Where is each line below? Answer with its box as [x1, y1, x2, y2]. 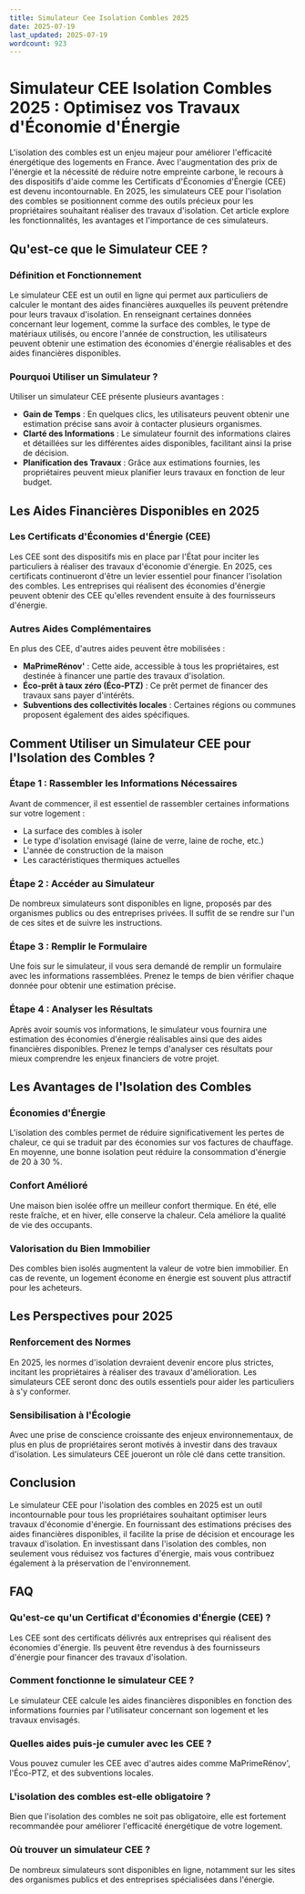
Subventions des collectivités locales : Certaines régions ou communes [22, 700, 296, 711]
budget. [22, 476, 53, 488]
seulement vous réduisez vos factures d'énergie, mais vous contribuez [9, 1547, 275, 1558]
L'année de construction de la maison [22, 845, 164, 856]
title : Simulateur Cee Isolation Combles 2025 [9, 13, 189, 23]
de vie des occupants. [9, 1219, 93, 1230]
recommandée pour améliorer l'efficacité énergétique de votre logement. [9, 1821, 283, 1832]
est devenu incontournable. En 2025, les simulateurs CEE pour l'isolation [9, 186, 282, 197]
